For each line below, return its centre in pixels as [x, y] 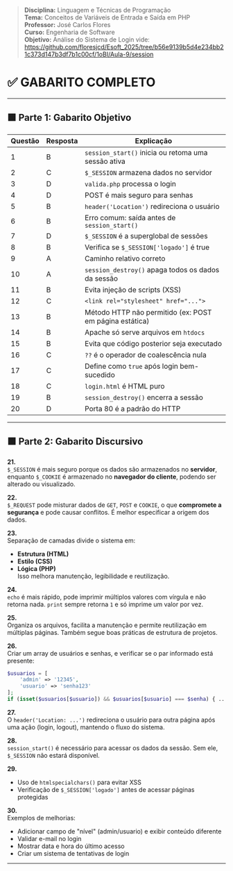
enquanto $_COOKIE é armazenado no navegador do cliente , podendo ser [112, 476]
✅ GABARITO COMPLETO [81, 82]
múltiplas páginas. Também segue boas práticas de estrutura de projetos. [112, 632]
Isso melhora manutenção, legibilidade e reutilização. [93, 576]
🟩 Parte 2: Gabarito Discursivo [75, 441]
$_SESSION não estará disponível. [54, 755]
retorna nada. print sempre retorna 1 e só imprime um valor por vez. [105, 604]
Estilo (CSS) [35, 561]
